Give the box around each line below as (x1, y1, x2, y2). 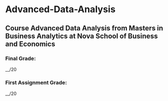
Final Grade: (5, 55, 36, 62)
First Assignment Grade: (5, 79, 67, 86)
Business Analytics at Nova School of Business (5, 31, 158, 40)
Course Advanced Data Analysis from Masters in (5, 24, 163, 32)
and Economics (5, 40, 55, 48)
